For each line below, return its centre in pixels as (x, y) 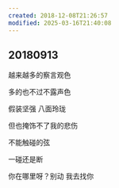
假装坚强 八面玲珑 (37, 109)
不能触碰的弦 (29, 143)
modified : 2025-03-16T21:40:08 (60, 23)
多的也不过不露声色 (40, 92)
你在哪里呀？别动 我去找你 (51, 176)
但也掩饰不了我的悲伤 (43, 126)
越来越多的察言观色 (40, 75)
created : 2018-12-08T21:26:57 (58, 15)
